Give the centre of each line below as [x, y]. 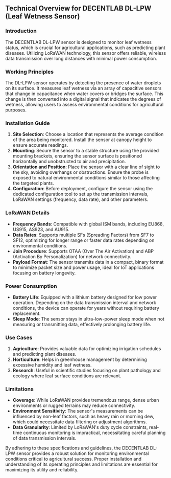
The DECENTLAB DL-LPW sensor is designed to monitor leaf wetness [79, 42]
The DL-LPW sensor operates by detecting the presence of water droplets [83, 83]
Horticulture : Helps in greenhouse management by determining [80, 359]
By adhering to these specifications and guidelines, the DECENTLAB [77, 448]
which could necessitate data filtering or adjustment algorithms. [80, 422]
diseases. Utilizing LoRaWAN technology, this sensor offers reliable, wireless [86, 53]
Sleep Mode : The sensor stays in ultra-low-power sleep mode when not [89, 318]
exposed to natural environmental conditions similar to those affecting [86, 178]
